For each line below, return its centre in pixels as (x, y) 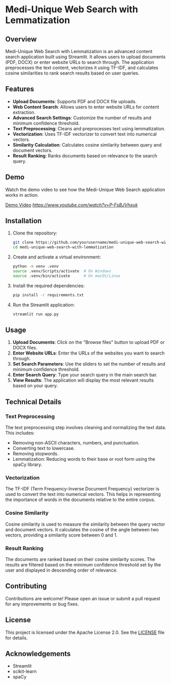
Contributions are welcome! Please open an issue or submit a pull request (83, 598)
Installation (23, 221)
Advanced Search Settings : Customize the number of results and (82, 117)
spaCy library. (27, 465)
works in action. (22, 195)
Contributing (26, 586)
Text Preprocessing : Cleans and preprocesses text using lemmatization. (89, 128)
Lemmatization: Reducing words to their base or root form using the (84, 459)
